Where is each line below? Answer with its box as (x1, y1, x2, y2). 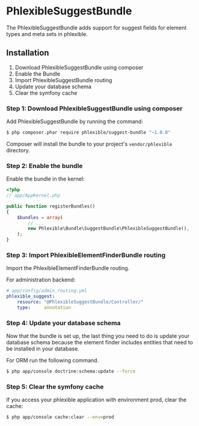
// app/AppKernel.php (6, 193, 61, 199)
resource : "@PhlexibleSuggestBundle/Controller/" (17, 299, 144, 305)
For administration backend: (6, 276, 76, 283)
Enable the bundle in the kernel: (6, 175, 85, 182)
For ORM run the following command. (6, 357, 99, 364)
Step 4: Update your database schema (6, 319, 121, 327)
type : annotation (17, 305, 71, 311)
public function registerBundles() (6, 203, 96, 209)
